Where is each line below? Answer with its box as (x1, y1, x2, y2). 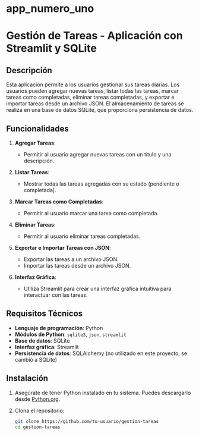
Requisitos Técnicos (6, 309, 83, 319)
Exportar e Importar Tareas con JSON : (14, 244, 111, 251)
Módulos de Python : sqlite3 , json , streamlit (14, 331, 127, 338)
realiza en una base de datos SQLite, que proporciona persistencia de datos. (6, 106, 194, 114)
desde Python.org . (14, 395, 61, 403)
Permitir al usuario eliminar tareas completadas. (23, 233, 141, 240)
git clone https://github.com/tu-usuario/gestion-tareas (14, 418, 159, 424)
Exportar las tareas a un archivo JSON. (23, 256, 119, 263)
